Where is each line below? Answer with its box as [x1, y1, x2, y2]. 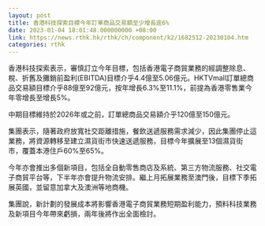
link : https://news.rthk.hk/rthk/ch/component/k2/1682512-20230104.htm [8, 33, 248, 42]
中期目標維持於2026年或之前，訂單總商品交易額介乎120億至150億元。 [8, 109, 235, 119]
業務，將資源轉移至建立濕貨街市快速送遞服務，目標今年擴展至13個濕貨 [8, 136, 237, 146]
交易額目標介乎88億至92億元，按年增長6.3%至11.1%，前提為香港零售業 [14, 83, 246, 93]
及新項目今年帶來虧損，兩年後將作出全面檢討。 [8, 209, 160, 219]
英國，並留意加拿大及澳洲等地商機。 [14, 183, 132, 192]
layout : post [8, 11, 51, 20]
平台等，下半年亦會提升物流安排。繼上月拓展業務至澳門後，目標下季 [28, 172, 250, 182]
